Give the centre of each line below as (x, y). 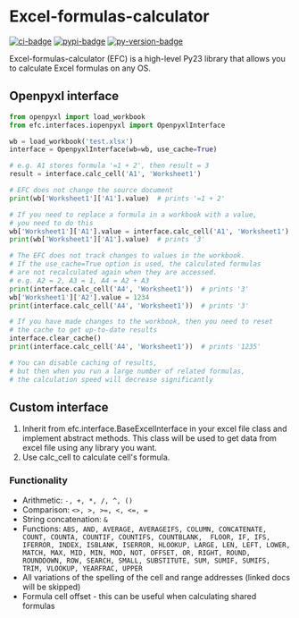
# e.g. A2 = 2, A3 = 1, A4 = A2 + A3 (79, 280)
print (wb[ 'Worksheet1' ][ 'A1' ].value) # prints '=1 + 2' (117, 199)
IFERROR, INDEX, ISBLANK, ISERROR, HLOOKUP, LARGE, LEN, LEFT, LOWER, (156, 545)
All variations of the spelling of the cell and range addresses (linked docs (156, 577)
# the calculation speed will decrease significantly (112, 379)
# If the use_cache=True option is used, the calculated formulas (135, 264)
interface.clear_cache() (55, 339)
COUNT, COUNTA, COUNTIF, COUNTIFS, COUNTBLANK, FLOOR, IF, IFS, (146, 537)
